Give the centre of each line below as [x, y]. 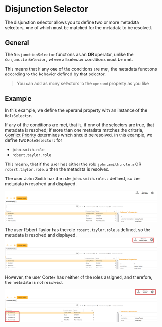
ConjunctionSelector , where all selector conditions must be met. [69, 59]
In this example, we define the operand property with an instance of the [76, 110]
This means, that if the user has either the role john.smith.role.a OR [73, 164]
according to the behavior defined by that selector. [55, 74]
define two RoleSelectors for [34, 140]
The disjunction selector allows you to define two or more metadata [72, 22]
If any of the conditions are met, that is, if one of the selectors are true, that [80, 125]
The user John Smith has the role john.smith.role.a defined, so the [72, 178]
